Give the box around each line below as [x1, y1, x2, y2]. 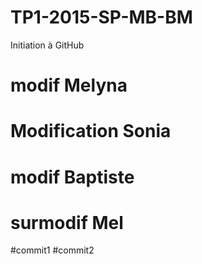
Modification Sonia [10, 120, 172, 143]
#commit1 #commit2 [10, 244, 95, 256]
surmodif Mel [10, 211, 124, 234]
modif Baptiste [10, 166, 135, 188]
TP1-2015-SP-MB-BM [10, 6, 193, 29]
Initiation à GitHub [10, 39, 85, 51]
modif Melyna [10, 74, 128, 97]
